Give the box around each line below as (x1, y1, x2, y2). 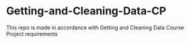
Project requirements (6, 30, 58, 37)
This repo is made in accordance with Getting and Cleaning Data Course (6, 24, 184, 31)
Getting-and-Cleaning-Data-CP (6, 4, 166, 18)
